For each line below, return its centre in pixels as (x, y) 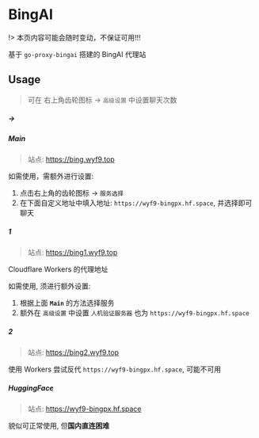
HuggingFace (31, 388)
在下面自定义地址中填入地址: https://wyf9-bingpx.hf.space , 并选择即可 (136, 203)
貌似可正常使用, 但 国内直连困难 (59, 426)
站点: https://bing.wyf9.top (71, 159)
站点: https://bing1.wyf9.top (72, 253)
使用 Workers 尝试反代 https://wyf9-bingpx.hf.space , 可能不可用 (115, 369)
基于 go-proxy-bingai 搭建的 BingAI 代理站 (77, 54)
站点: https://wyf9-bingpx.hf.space (84, 409)
